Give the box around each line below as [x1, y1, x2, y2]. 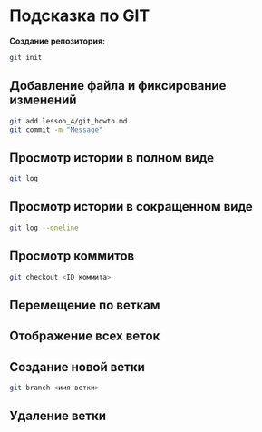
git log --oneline [9, 223, 79, 232]
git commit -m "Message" [9, 124, 103, 134]
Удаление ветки [9, 408, 107, 424]
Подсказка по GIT [9, 5, 150, 26]
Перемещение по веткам [9, 297, 160, 313]
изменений [9, 93, 77, 108]
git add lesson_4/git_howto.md [9, 116, 128, 125]
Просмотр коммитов [9, 249, 135, 264]
